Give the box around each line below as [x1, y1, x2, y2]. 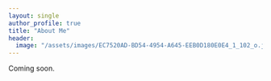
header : [8, 34, 35, 43]
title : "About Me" [8, 26, 70, 34]
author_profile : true [8, 19, 81, 27]
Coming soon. [8, 63, 55, 73]
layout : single [8, 11, 60, 20]
